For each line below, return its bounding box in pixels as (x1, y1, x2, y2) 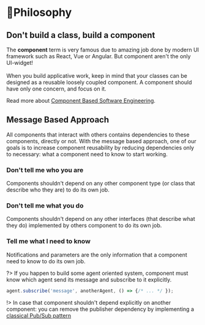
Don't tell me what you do (6, 201, 84, 210)
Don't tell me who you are (6, 165, 84, 174)
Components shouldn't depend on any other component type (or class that (6, 180, 195, 187)
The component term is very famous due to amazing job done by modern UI (6, 46, 199, 53)
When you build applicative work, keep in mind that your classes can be (6, 72, 188, 79)
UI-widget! (6, 59, 34, 66)
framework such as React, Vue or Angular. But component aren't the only (6, 53, 191, 60)
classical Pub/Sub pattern (6, 312, 72, 319)
